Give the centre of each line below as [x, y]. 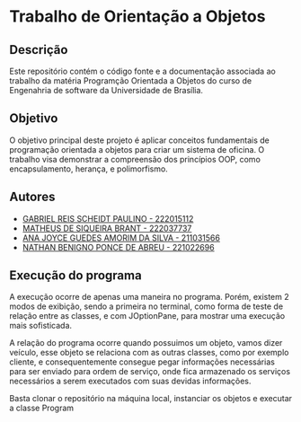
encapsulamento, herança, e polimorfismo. [89, 169]
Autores [32, 197]
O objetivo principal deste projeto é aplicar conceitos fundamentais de [139, 140]
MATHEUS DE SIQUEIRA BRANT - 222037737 [107, 228]
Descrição [39, 50]
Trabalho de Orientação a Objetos [137, 17]
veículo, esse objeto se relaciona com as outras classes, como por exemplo [149, 353]
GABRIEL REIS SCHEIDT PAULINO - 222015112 [108, 218]
